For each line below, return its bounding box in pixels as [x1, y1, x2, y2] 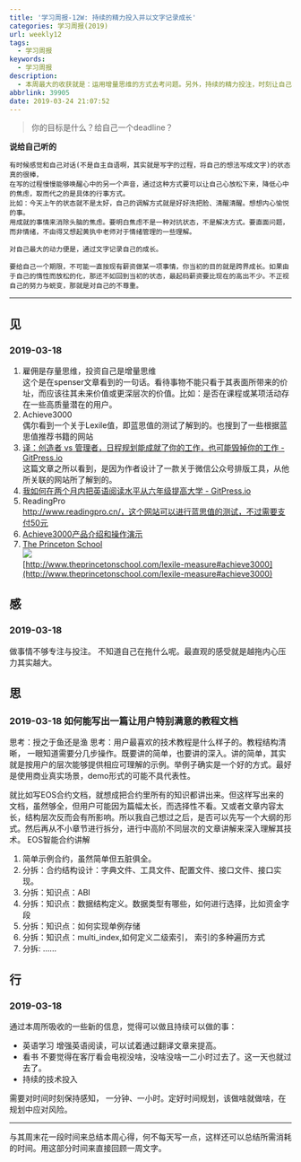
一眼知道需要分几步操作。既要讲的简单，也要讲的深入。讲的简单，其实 [26, 748, 287, 759]
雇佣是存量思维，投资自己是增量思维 [21, 365, 157, 377]
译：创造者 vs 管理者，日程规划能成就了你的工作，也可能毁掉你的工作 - [21, 442, 285, 453]
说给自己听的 [9, 141, 56, 153]
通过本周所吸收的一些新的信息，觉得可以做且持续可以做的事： [9, 1021, 237, 1032]
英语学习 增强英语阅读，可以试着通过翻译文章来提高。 [21, 1040, 221, 1051]
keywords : [9, 55, 47, 64]
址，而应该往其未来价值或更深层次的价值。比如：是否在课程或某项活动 [21, 388, 282, 399]
